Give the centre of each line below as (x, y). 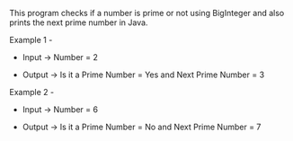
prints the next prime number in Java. (79, 22)
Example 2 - (32, 92)
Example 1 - (31, 40)
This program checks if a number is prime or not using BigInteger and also (147, 13)
